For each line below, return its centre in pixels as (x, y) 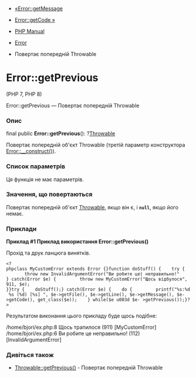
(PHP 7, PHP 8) (24, 94)
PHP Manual (30, 31)
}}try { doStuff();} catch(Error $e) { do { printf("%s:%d (98, 290)
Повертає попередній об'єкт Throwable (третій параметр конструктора (96, 145)
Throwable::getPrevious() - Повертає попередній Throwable (89, 368)
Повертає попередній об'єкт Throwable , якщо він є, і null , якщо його (92, 207)
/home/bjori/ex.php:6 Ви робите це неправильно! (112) (73, 333)
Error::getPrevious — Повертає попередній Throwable (73, 105)
